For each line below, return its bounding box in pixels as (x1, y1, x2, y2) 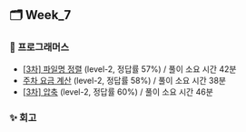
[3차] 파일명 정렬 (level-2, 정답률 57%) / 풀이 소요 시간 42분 (22, 63, 237, 75)
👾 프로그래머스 (9, 41, 70, 54)
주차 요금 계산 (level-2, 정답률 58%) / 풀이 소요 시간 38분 (22, 75, 227, 86)
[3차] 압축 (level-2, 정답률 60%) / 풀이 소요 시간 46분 (22, 86, 213, 97)
